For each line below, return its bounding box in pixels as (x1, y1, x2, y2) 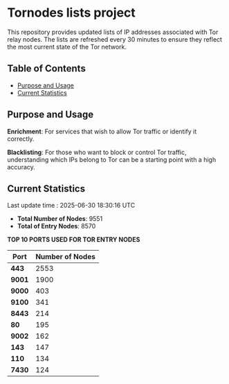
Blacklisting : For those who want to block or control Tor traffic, (7, 148, 187, 156)
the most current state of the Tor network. (7, 42, 127, 51)
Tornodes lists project (7, 5, 136, 21)
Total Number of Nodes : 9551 (17, 215, 103, 223)
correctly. (7, 134, 35, 143)
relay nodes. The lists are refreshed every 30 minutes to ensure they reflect (7, 35, 223, 43)
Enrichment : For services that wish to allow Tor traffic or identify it (7, 127, 197, 135)
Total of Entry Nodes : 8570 (17, 222, 96, 231)
